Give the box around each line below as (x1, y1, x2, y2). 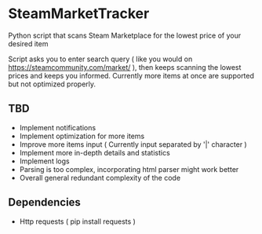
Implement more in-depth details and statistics (19, 148, 170, 157)
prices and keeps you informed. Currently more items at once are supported (8, 71, 255, 80)
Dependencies (8, 196, 81, 209)
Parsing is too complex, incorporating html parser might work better (19, 164, 239, 174)
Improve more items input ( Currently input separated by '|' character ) (19, 139, 247, 149)
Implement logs (19, 156, 70, 166)
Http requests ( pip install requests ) (19, 217, 136, 226)
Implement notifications (19, 122, 96, 132)
